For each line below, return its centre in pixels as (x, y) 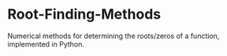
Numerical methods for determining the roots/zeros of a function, (113, 36)
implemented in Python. (46, 44)
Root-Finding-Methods (84, 14)
